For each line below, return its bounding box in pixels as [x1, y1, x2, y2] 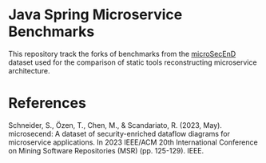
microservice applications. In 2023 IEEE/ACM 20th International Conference [8, 137, 258, 147]
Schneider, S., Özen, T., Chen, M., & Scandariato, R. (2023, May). [8, 120, 222, 129]
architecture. [8, 66, 50, 75]
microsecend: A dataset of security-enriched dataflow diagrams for [8, 129, 230, 138]
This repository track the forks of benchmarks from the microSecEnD [8, 49, 236, 58]
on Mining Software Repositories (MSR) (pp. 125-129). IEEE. [8, 145, 204, 155]
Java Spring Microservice [8, 6, 183, 24]
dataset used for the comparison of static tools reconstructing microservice [8, 58, 257, 67]
